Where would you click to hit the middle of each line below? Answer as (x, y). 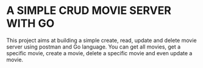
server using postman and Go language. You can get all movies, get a (94, 47)
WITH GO (30, 23)
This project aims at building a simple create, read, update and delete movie (101, 40)
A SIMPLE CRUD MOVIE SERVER (89, 11)
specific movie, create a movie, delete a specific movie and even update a (99, 53)
